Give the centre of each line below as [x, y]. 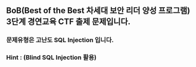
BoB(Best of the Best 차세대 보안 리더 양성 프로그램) [98, 11]
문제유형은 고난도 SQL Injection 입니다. [60, 40]
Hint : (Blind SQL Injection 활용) [52, 58]
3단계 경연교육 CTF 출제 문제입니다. [69, 22]
